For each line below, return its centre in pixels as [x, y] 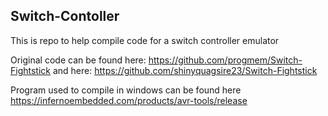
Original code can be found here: [78, 60]
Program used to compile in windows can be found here [126, 90]
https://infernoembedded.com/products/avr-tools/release [129, 100]
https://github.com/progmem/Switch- [225, 60]
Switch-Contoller [65, 16]
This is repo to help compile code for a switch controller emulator [145, 40]
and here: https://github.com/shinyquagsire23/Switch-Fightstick [185, 70]
